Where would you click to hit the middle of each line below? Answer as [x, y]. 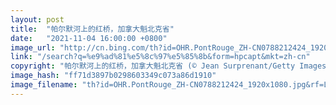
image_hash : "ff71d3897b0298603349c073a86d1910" [113, 76]
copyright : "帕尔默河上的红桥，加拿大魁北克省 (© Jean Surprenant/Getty [153, 66]
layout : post [37, 19]
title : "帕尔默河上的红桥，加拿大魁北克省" [92, 29]
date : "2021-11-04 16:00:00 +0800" [89, 38]
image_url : [33, 47]
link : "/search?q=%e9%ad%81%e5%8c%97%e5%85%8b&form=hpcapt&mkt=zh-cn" [160, 57]
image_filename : [44, 85]
